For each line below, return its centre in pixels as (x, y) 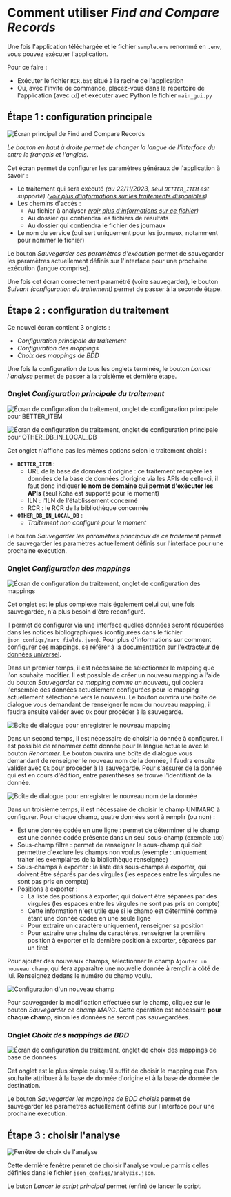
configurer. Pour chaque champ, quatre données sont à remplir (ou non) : (111, 817)
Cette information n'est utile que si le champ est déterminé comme (122, 911)
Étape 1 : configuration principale (80, 117)
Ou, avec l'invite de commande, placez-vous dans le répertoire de (111, 88)
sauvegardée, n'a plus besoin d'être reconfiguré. (77, 612)
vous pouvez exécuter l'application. (58, 54)
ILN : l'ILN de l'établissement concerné (82, 500)
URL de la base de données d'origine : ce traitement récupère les (120, 471)
